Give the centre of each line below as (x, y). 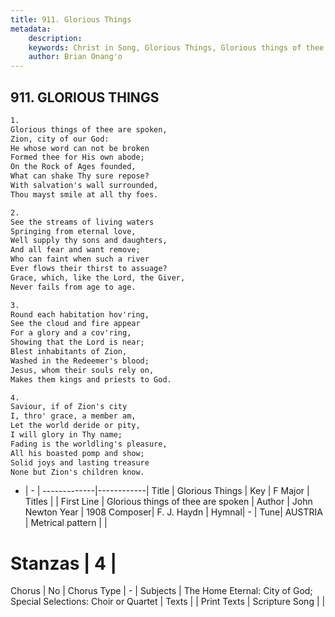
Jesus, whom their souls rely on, (82, 370)
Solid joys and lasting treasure (80, 462)
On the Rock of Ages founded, (73, 167)
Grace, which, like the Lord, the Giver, (98, 277)
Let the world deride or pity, (75, 426)
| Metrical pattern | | (66, 523)
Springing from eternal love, (73, 231)
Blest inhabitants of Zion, (69, 352)
